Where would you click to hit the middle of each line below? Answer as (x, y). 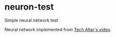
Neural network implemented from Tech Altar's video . (58, 29)
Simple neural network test (31, 20)
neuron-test (29, 7)
